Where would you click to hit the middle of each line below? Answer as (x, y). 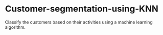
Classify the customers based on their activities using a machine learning (79, 22)
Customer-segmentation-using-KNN (82, 9)
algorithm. (15, 27)
